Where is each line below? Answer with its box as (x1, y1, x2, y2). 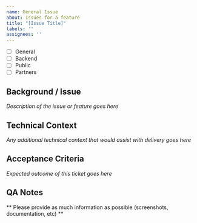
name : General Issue (6, 8, 59, 15)
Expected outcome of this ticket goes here (6, 170, 112, 177)
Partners (15, 68, 37, 76)
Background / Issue (6, 86, 81, 97)
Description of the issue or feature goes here (6, 102, 119, 110)
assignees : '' (6, 32, 42, 38)
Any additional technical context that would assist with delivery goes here (6, 136, 192, 143)
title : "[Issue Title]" (6, 20, 67, 26)
